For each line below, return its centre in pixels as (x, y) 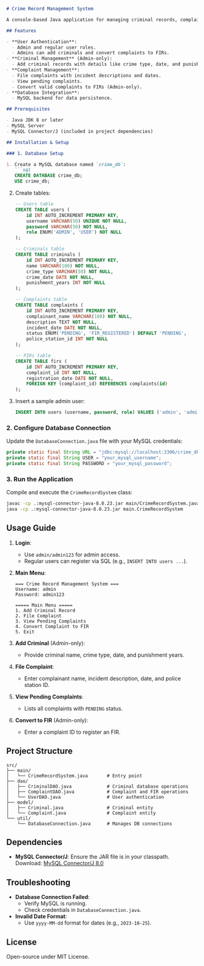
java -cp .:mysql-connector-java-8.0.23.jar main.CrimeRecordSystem (95, 509)
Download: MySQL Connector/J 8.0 (59, 863)
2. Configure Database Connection (59, 427)
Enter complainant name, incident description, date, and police (102, 678)
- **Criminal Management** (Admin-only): (59, 59)
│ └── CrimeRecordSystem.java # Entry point (74, 776)
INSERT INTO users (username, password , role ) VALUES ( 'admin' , (98, 412)
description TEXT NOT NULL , (62, 322)
